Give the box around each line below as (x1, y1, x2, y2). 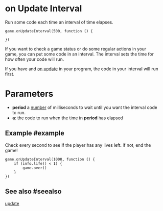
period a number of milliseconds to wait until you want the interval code (12, 104, 158, 110)
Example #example (5, 129, 65, 137)
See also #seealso (5, 187, 62, 196)
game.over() (23, 165, 47, 170)
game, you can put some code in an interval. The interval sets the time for (5, 51, 154, 57)
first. (5, 71, 15, 77)
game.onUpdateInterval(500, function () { (5, 28, 93, 33)
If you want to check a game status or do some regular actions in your (5, 46, 146, 52)
